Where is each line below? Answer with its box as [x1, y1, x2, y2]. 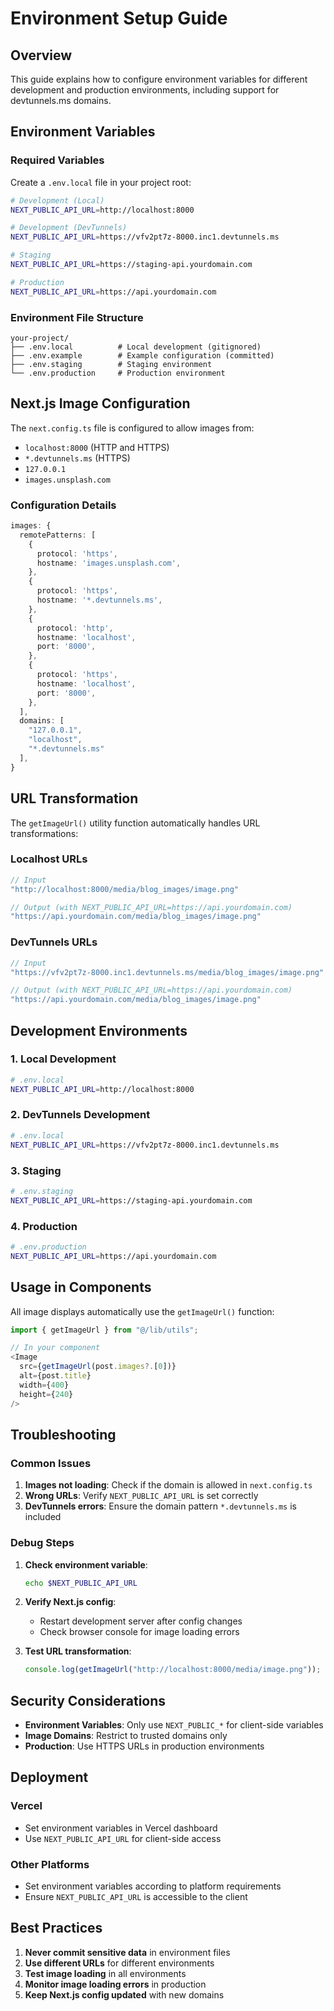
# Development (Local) [10, 195, 105, 206]
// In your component [10, 1343, 101, 1353]
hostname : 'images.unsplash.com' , [36, 558, 182, 568]
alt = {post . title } [19, 1371, 92, 1381]
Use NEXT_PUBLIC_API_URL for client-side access [24, 1832, 222, 1844]
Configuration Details [10, 498, 117, 512]
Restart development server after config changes [39, 1615, 243, 1627]
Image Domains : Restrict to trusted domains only [24, 1730, 228, 1742]
